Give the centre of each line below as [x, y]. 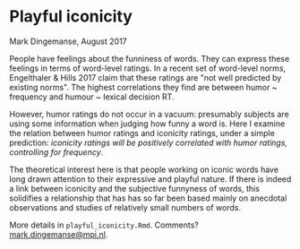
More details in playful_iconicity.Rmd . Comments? [104, 225]
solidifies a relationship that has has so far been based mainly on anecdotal [148, 198]
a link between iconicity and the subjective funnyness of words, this [134, 188]
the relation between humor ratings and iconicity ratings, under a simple [142, 133]
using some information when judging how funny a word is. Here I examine [147, 124]
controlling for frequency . [56, 152]
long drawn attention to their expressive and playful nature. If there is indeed [150, 179]
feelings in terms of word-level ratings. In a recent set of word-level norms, [148, 68]
